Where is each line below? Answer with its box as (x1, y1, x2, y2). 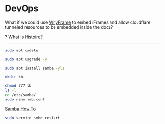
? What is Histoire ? (5, 34, 43, 40)
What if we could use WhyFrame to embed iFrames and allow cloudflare (5, 19, 151, 25)
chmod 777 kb (5, 83, 32, 88)
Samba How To (5, 106, 36, 112)
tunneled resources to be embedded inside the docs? (5, 24, 113, 30)
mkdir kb (5, 74, 23, 79)
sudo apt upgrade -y (5, 57, 48, 62)
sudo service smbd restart (5, 115, 60, 120)
